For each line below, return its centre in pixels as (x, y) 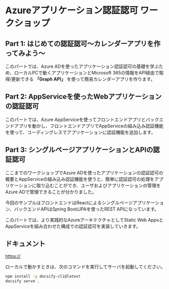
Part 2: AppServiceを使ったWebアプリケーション (83, 97)
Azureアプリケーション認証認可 (72, 10)
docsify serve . (22, 281)
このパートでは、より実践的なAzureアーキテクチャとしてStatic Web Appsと (84, 220)
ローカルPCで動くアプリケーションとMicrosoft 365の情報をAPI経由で (87, 73)
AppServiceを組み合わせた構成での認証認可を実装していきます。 (73, 226)
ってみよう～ (25, 53)
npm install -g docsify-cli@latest (43, 277)
